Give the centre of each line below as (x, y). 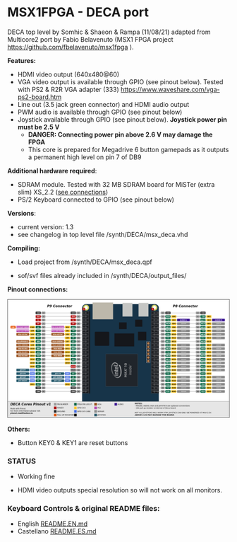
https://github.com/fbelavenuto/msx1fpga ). (71, 47)
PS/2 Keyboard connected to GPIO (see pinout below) (96, 200)
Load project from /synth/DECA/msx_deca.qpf (85, 262)
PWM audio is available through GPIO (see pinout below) (100, 112)
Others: (19, 429)
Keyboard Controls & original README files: (84, 508)
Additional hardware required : (52, 171)
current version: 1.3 (45, 226)
